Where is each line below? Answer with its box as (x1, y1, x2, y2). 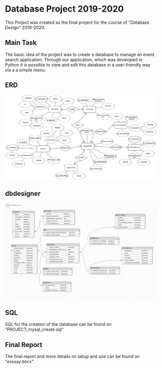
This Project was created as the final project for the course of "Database (5, 19, 150, 25)
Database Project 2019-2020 (5, 3, 124, 15)
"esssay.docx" (5, 358, 34, 364)
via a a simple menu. (5, 67, 46, 73)
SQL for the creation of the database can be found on (5, 321, 112, 327)
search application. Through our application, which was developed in (5, 57, 143, 63)
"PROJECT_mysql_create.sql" (5, 326, 64, 333)
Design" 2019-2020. (5, 24, 45, 30)
